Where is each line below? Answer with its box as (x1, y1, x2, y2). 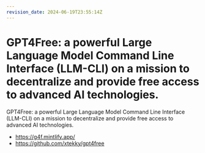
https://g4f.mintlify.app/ (15, 133, 75, 140)
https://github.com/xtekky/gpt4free (15, 139, 105, 147)
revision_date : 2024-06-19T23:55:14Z (6, 9, 103, 15)
